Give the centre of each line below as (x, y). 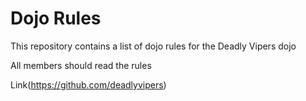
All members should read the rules (81, 65)
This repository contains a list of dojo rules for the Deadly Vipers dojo (153, 46)
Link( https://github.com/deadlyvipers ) (88, 84)
